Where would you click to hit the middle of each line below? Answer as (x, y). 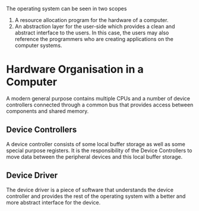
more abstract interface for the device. (53, 202)
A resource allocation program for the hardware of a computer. (91, 20)
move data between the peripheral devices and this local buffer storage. (94, 156)
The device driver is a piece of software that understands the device (90, 190)
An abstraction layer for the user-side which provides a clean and (95, 26)
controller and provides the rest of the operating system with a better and (96, 196)
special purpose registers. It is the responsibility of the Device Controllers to (99, 150)
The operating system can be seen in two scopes (67, 9)
